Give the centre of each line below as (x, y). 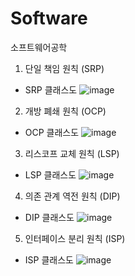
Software (49, 18)
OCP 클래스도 (52, 132)
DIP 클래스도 (49, 217)
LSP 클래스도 (50, 174)
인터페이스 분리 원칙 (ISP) (75, 238)
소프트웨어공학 (39, 47)
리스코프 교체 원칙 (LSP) (72, 153)
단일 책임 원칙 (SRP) (64, 68)
